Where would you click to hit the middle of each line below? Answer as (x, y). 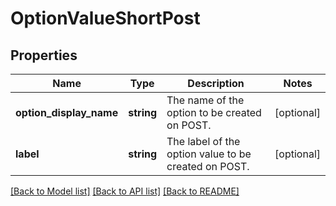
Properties (44, 55)
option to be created (214, 112)
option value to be (209, 154)
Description (216, 83)
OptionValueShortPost (105, 18)
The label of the (203, 141)
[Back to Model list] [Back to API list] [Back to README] (125, 191)
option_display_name (67, 112)
